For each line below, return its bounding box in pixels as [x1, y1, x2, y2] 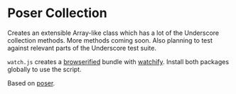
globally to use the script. [7, 65, 82, 73]
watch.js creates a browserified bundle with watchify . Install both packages [7, 57, 230, 66]
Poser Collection [7, 5, 108, 21]
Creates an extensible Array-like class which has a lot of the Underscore [7, 28, 220, 37]
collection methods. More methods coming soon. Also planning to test [7, 36, 213, 44]
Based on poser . [7, 78, 55, 87]
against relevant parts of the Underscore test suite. [7, 43, 156, 52]
